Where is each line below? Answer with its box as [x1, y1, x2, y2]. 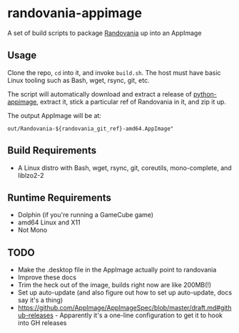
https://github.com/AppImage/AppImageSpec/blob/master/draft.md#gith [17, 304, 232, 312]
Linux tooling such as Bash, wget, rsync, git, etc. [7, 76, 150, 84]
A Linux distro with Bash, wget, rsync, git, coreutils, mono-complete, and [17, 163, 232, 172]
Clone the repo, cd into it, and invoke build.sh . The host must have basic [7, 68, 221, 76]
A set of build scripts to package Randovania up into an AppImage [7, 29, 202, 37]
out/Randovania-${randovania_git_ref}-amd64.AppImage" [7, 125, 174, 132]
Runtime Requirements [7, 192, 112, 204]
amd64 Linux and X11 [17, 218, 81, 227]
